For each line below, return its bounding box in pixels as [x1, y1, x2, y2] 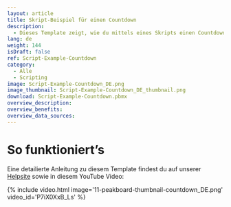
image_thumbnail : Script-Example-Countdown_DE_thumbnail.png [7, 87, 186, 94]
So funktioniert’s [7, 142, 105, 157]
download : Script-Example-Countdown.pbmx [7, 94, 128, 100]
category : [7, 61, 36, 68]
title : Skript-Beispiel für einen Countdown [7, 17, 137, 23]
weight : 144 [7, 42, 41, 49]
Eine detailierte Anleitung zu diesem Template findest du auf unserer [7, 164, 201, 173]
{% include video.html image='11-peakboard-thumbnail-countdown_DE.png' [7, 185, 223, 193]
